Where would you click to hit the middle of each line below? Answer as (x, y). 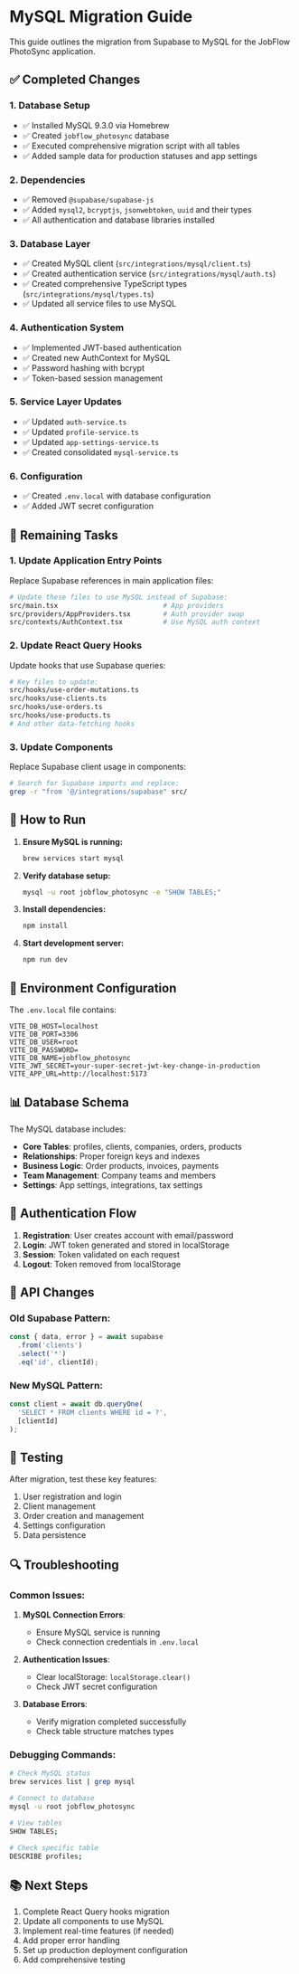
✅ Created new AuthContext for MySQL (96, 357)
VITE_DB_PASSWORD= (44, 1050)
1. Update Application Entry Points (86, 561)
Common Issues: (47, 1595)
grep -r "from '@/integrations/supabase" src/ (98, 792)
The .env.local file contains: (63, 1010)
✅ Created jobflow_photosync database (96, 135)
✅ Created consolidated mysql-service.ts (100, 452)
